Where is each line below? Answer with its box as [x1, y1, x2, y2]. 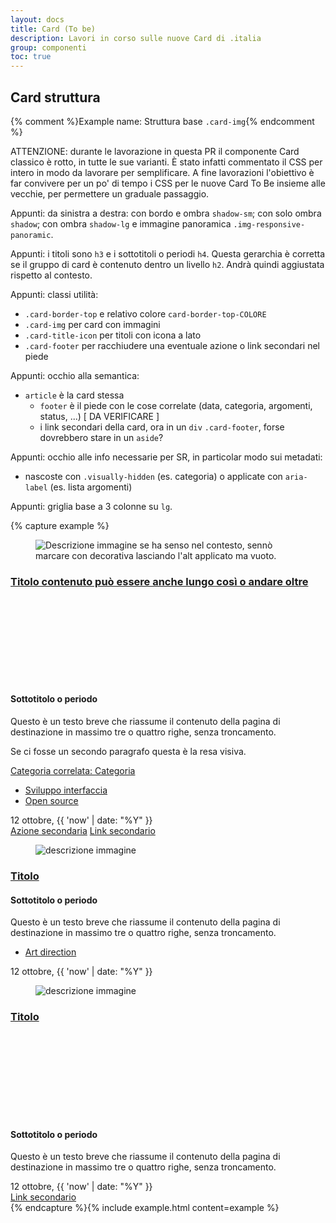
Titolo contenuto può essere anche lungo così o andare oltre [10, 574, 309, 588]
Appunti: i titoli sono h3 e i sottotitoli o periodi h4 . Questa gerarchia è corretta [10, 247, 326, 260]
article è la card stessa [24, 389, 125, 401]
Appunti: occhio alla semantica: [10, 369, 140, 381]
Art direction [24, 946, 77, 958]
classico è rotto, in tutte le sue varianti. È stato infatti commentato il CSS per [10, 156, 323, 168]
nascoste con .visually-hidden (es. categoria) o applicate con [24, 470, 283, 482]
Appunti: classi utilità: [10, 288, 99, 300]
